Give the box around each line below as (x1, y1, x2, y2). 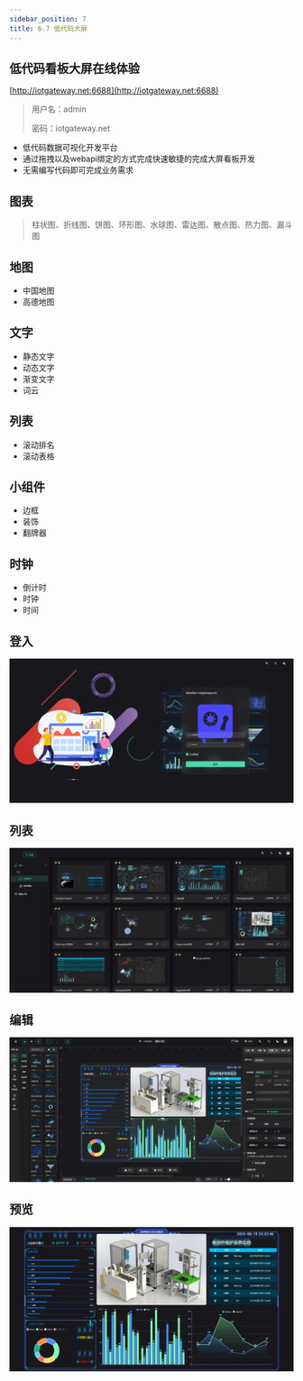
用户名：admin (31, 104, 87, 114)
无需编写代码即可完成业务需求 (22, 165, 133, 176)
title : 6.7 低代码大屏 (9, 23, 88, 33)
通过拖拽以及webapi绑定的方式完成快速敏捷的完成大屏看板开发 (22, 153, 255, 164)
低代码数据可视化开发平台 (22, 142, 118, 153)
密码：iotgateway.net (31, 123, 111, 134)
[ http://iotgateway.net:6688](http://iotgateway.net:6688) (9, 86, 219, 96)
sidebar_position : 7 (9, 14, 87, 23)
